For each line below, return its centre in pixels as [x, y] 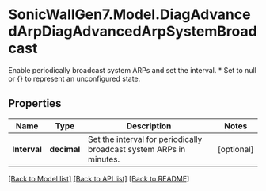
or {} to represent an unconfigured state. [74, 78]
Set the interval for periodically [145, 139]
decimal [65, 149]
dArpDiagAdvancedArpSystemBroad [133, 31]
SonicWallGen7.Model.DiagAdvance [129, 15]
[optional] [236, 149]
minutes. [104, 159]
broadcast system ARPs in [137, 149]
